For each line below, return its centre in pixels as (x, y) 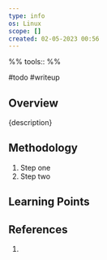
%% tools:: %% (34, 62)
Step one (35, 167)
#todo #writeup (34, 77)
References (38, 230)
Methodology (43, 148)
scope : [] (25, 31)
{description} (30, 123)
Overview (34, 103)
